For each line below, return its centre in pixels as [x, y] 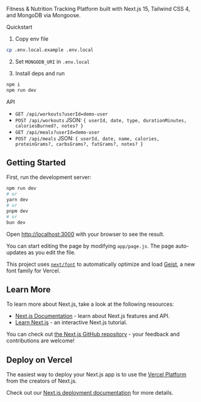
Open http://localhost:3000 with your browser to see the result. [86, 234]
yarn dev [17, 200]
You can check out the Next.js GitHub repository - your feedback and [93, 334]
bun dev [16, 222]
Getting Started [36, 163]
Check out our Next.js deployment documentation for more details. [90, 393]
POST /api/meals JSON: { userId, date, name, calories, [87, 138]
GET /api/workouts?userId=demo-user [61, 114]
